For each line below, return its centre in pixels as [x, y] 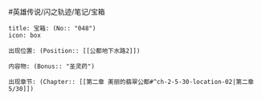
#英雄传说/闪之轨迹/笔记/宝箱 [57, 12]
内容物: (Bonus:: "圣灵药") [51, 66]
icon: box [25, 35]
